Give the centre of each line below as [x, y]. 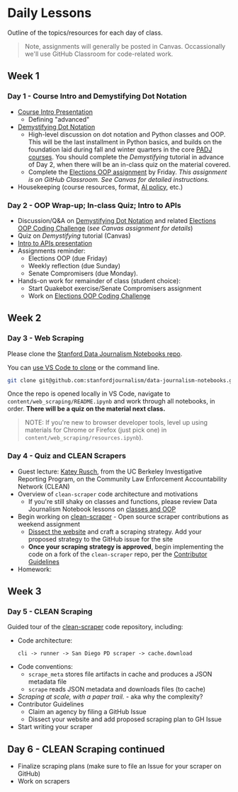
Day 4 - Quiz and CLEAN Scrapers [67, 456]
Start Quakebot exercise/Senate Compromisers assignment [115, 288]
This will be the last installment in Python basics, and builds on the [125, 142]
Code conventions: [45, 667]
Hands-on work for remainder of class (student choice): [99, 280]
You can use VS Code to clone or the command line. [84, 367]
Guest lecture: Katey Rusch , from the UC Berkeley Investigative [110, 471]
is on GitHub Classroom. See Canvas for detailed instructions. [119, 179]
